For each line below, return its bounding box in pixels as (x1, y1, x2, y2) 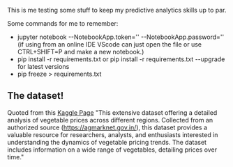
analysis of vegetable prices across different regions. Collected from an (7, 116, 213, 124)
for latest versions (17, 63, 70, 70)
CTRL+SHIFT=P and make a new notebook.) (17, 48, 144, 56)
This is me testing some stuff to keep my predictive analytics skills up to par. (7, 6, 227, 14)
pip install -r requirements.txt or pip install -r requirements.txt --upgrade (17, 55, 225, 63)
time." (7, 152, 24, 161)
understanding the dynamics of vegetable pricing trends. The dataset (7, 138, 207, 146)
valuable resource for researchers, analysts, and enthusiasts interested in (7, 130, 218, 138)
